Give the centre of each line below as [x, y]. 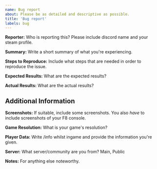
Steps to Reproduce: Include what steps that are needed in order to [73, 61]
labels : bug [17, 23]
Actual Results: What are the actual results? [49, 86]
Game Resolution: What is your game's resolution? [56, 127]
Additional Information [40, 101]
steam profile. [19, 43]
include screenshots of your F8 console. [46, 118]
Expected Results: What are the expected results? [56, 76]
